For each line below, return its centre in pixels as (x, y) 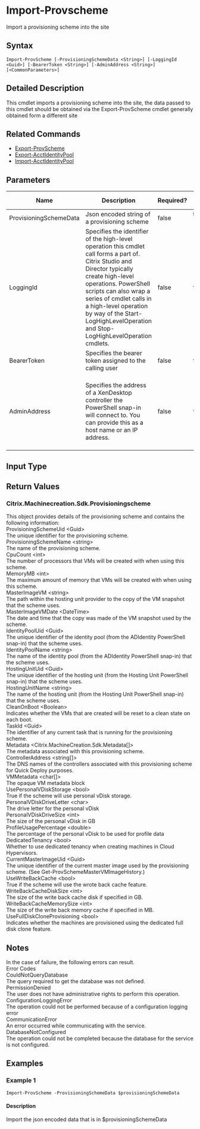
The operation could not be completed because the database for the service (100, 1039)
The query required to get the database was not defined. (76, 981)
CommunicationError (32, 1020)
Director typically (109, 269)
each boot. (19, 720)
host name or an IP (112, 430)
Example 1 (21, 1081)
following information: (33, 523)
